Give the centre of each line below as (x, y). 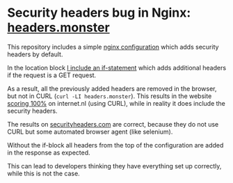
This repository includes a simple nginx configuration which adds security (113, 47)
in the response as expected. (49, 152)
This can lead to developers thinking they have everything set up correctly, (114, 166)
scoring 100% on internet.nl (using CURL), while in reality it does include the (116, 103)
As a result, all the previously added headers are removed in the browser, (112, 88)
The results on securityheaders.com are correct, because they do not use (113, 124)
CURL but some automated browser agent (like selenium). (90, 132)
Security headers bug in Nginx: (99, 13)
